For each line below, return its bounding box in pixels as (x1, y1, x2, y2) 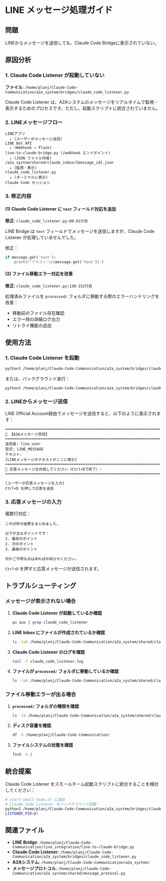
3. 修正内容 (5, 192, 32, 199)
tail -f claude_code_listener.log (12, 659, 83, 664)
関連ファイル (5, 826, 44, 834)
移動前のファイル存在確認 (12, 310, 65, 316)
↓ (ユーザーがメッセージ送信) (9, 136, 63, 141)
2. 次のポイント (5, 541, 34, 547)
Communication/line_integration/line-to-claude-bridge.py (12, 845, 134, 850)
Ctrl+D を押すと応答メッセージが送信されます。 (5, 566, 102, 572)
